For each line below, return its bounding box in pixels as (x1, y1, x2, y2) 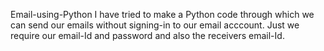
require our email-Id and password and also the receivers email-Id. (10, 30, 285, 41)
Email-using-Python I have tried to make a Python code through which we (10, 9, 315, 20)
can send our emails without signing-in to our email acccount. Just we (10, 19, 300, 31)
